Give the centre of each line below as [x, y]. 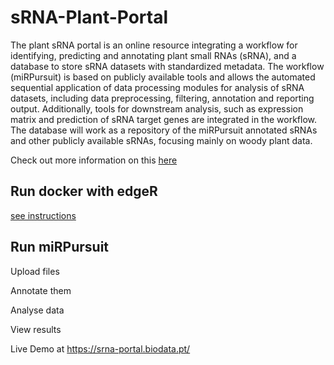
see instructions [43, 215]
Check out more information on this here [94, 160]
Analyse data [37, 310]
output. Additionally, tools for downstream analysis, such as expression [157, 108]
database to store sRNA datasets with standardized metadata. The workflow [167, 66]
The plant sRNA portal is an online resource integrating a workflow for [154, 45]
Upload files [35, 271]
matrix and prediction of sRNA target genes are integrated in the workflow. [164, 119]
